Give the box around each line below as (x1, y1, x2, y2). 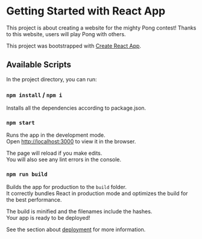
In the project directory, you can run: (6, 75, 97, 82)
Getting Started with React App (6, 4, 166, 18)
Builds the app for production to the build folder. (6, 183, 127, 190)
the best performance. (6, 196, 62, 203)
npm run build (6, 171, 48, 178)
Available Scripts (6, 60, 71, 70)
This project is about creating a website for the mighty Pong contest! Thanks (6, 24, 197, 31)
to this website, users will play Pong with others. (6, 30, 126, 37)
